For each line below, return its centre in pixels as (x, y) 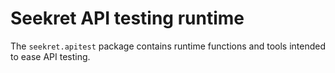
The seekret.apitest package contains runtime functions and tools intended (168, 46)
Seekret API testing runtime (127, 18)
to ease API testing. (50, 56)
